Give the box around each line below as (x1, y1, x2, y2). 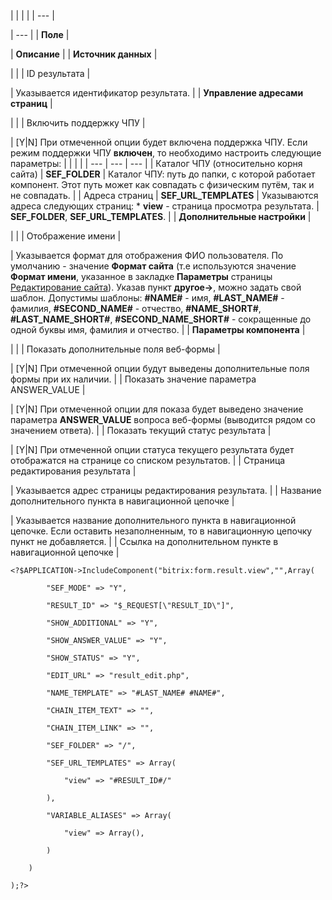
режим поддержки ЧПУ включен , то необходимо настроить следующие (10, 147, 322, 159)
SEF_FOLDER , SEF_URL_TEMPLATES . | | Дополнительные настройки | (10, 211, 312, 222)
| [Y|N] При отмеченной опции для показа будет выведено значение (10, 403, 304, 415)
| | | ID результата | (10, 68, 91, 79)
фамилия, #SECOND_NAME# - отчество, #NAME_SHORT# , (10, 303, 262, 314)
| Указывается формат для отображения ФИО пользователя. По (10, 250, 284, 261)
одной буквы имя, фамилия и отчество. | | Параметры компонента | (10, 324, 306, 335)
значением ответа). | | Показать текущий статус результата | (10, 425, 272, 436)
